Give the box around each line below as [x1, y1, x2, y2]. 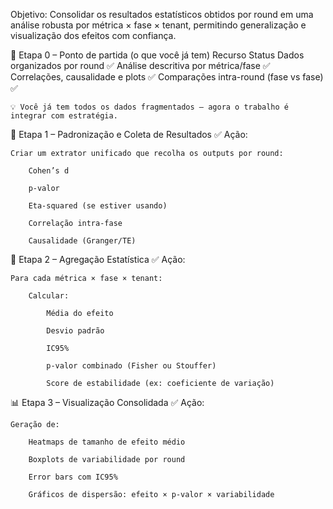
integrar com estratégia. [10, 111, 118, 121]
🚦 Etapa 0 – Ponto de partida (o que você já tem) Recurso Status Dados [10, 49, 305, 61]
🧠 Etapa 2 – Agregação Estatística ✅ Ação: [10, 254, 186, 265]
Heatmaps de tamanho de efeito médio [28, 437, 186, 447]
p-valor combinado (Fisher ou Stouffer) [46, 361, 217, 371]
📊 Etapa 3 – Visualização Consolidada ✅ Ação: [10, 397, 205, 408]
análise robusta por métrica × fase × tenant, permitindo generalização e [10, 19, 307, 31]
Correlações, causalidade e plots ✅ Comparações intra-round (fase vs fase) [10, 71, 324, 83]
